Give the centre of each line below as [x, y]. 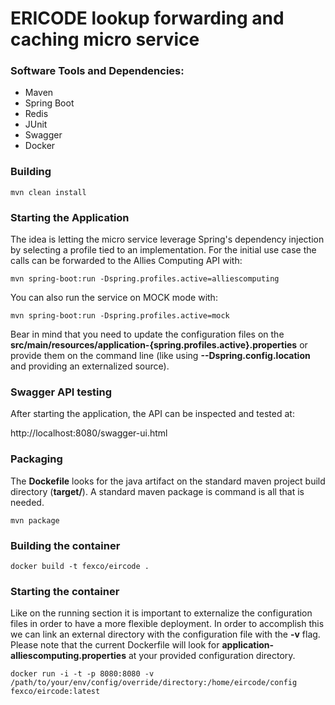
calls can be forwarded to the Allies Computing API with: [126, 261]
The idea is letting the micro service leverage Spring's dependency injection [167, 239]
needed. [27, 502]
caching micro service [105, 39]
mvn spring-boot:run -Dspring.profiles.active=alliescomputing [145, 279]
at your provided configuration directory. [212, 656]
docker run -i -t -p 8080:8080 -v [82, 674]
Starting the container [65, 591]
